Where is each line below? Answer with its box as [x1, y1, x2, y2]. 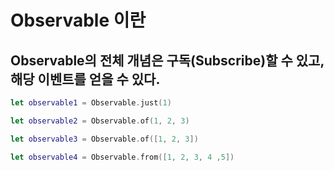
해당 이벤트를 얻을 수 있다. [10, 71, 161, 88]
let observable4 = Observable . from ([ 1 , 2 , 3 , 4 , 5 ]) [10, 152, 235, 162]
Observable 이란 [10, 9, 147, 32]
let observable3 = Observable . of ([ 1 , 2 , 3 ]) [10, 134, 199, 144]
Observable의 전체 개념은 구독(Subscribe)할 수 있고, [10, 52, 325, 69]
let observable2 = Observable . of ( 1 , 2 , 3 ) [10, 116, 190, 126]
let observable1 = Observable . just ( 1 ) [10, 98, 172, 108]
